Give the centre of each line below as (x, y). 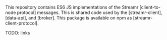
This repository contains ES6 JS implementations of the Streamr (72, 7)
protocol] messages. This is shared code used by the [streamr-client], (90, 12)
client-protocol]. (22, 23)
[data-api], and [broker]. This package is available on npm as (69, 18)
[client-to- (150, 7)
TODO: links (18, 33)
